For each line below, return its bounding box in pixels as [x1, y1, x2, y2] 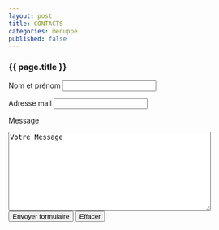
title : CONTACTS [8, 20, 63, 28]
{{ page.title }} [8, 62, 67, 73]
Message [8, 115, 40, 125]
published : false [8, 34, 67, 43]
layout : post [8, 11, 53, 20]
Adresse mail [8, 98, 53, 108]
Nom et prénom [8, 80, 61, 90]
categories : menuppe [8, 27, 79, 35]
